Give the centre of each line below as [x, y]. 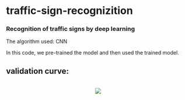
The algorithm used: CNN [37, 41]
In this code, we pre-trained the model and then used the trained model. [92, 53]
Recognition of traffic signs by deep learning [71, 29]
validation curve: [37, 71]
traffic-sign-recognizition [69, 11]
